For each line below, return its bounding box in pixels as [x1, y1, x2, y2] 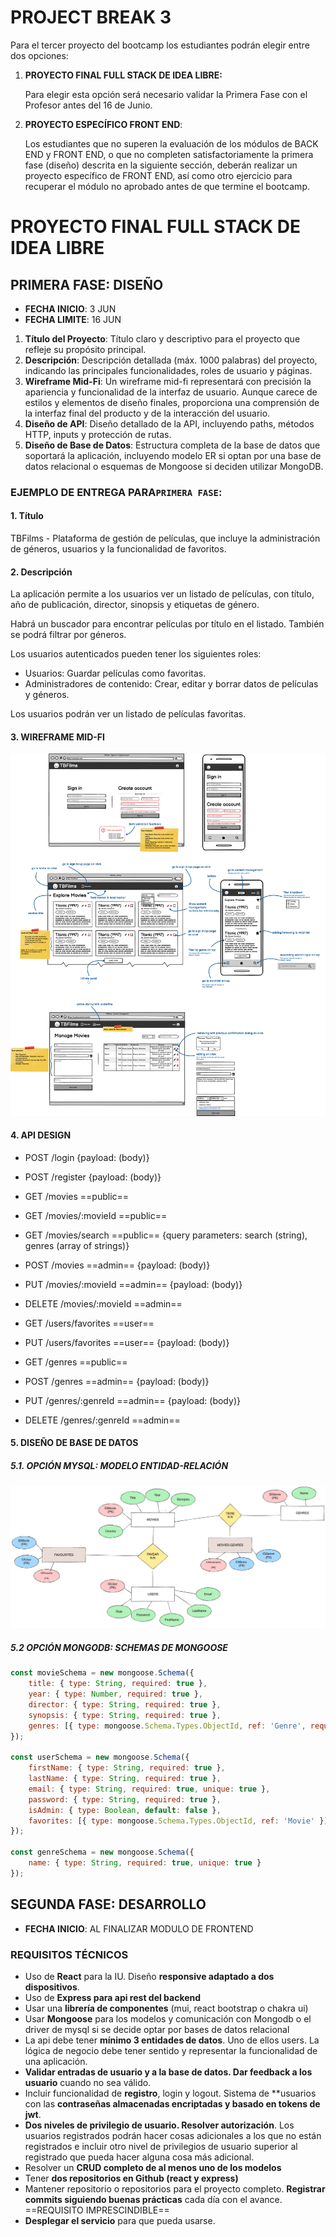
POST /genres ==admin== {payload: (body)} [24, 1375, 210, 1387]
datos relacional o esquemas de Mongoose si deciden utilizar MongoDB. [24, 460, 324, 472]
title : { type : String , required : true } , [28, 1679, 208, 1689]
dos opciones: [10, 49, 69, 61]
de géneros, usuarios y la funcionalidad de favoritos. [10, 543, 227, 555]
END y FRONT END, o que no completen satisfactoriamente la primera [24, 148, 314, 160]
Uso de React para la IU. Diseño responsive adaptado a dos [24, 1970, 275, 1982]
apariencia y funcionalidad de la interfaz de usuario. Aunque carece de [24, 386, 318, 398]
